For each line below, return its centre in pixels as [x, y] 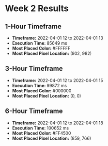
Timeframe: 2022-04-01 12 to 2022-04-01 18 [57, 123]
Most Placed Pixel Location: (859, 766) [51, 138]
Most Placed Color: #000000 [42, 91]
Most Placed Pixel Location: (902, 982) [52, 53]
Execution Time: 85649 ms [39, 43]
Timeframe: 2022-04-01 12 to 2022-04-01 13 [57, 38]
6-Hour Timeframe [34, 111]
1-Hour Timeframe [33, 26]
